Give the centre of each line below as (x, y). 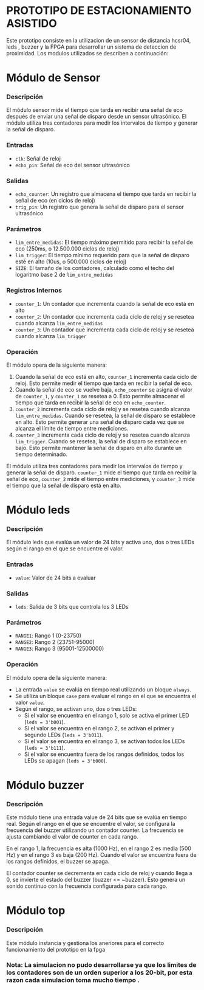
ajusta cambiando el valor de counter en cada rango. (72, 837)
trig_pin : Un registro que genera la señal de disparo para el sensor (99, 207)
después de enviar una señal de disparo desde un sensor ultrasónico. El (97, 117)
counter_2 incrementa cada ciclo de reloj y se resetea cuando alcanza (102, 409)
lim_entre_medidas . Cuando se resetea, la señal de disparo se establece (105, 415)
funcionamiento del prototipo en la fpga (56, 949)
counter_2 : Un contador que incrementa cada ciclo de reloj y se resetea (104, 316)
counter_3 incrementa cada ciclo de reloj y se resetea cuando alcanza (102, 435)
